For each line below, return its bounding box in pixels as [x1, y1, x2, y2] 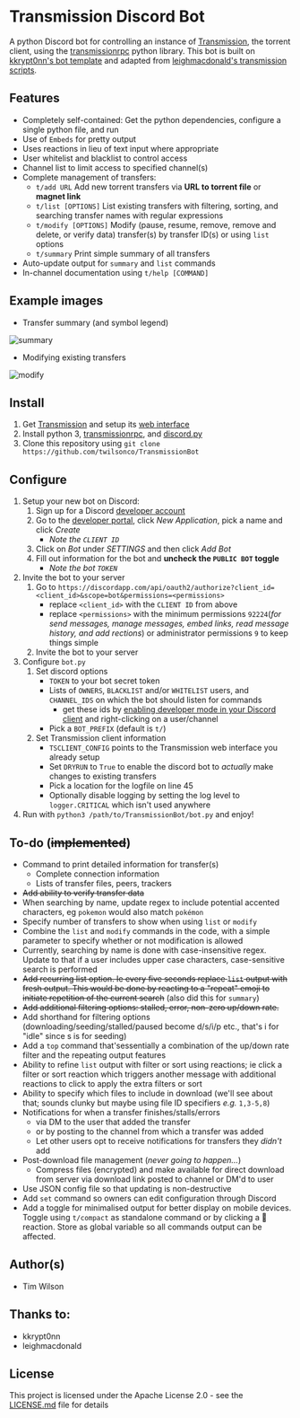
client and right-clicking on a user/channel [62, 714, 219, 725]
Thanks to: [9, 1307, 71, 1322]
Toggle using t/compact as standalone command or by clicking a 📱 [21, 1212, 267, 1222]
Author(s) [9, 1257, 65, 1273]
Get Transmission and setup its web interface [21, 419, 190, 430]
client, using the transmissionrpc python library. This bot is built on [9, 45, 255, 56]
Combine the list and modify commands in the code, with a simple [21, 926, 270, 936]
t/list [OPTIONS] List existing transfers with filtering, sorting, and [35, 200, 279, 211]
